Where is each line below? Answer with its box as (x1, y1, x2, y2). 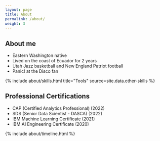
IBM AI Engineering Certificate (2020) (12, 121, 89, 127)
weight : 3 (5, 21, 26, 26)
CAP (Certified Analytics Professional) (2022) (12, 105, 105, 111)
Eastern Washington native (12, 52, 67, 58)
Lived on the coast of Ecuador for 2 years (12, 58, 97, 64)
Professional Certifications (5, 92, 90, 100)
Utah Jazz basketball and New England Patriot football (12, 63, 123, 69)
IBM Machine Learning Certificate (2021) (12, 116, 95, 122)
